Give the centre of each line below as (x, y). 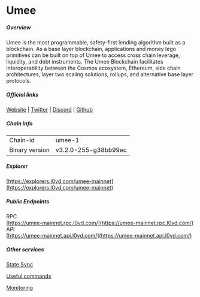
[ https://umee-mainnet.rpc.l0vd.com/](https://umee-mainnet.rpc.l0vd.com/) (100, 223)
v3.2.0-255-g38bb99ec (91, 150)
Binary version (29, 150)
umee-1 (67, 140)
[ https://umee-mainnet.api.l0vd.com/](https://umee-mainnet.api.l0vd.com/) (99, 236)
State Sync (20, 264)
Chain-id (22, 140)
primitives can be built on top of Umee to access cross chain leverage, (93, 55)
